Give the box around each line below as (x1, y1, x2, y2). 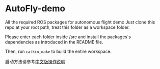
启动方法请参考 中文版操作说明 (5, 58, 65, 64)
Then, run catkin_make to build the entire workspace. (5, 48, 112, 54)
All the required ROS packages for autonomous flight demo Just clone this (5, 19, 156, 25)
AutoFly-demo (5, 3, 65, 14)
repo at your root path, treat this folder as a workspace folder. (5, 24, 130, 30)
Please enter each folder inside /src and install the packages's (5, 34, 131, 40)
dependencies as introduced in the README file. (5, 39, 103, 45)
